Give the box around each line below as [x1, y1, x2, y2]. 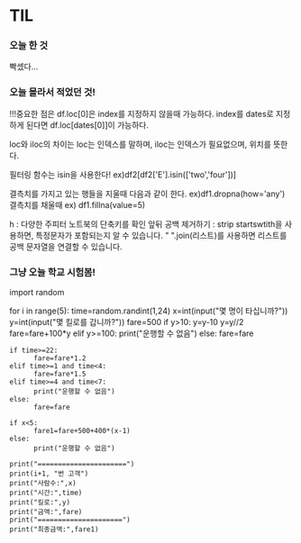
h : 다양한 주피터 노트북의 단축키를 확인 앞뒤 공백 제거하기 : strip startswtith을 [9, 218, 283, 230]
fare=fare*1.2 [32, 354, 87, 363]
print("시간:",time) [9, 488, 83, 498]
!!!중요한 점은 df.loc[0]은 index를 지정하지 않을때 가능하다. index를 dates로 [9, 108, 274, 119]
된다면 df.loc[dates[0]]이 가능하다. [25, 119, 149, 131]
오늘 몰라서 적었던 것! [9, 86, 96, 99]
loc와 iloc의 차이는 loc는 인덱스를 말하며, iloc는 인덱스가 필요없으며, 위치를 [9, 139, 272, 149]
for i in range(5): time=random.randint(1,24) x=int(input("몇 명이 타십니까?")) [9, 305, 288, 316]
